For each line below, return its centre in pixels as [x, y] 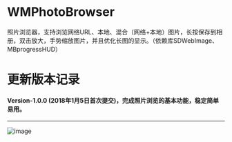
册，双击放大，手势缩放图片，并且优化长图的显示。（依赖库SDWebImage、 [113, 40]
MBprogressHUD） [35, 49]
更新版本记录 [44, 80]
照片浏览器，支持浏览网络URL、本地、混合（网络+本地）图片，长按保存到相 [115, 32]
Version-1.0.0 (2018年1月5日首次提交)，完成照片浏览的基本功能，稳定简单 [113, 100]
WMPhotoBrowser [61, 12]
